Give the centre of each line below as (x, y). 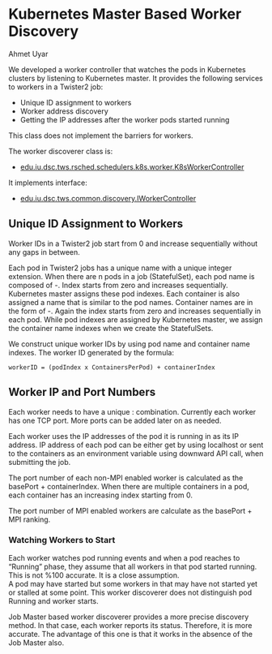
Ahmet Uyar (28, 54)
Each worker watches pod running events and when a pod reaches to (124, 557)
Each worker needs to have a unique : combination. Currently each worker (132, 411)
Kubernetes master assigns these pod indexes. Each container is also (124, 294)
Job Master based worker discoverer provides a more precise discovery (129, 617)
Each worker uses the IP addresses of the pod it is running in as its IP (124, 436)
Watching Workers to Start (62, 540)
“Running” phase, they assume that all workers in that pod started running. (133, 566)
